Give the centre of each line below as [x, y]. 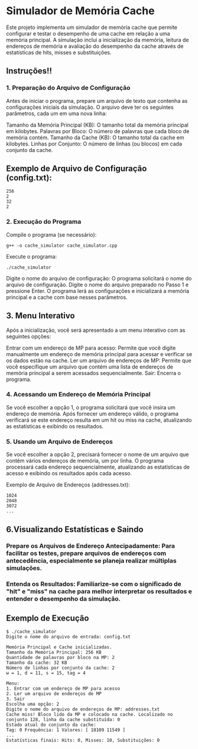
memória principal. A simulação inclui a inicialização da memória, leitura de [98, 40]
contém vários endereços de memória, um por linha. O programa [85, 461]
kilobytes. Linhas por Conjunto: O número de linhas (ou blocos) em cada [94, 144]
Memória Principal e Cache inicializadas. [59, 647]
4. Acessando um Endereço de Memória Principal [78, 395]
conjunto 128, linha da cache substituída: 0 [63, 720]
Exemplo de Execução [48, 618]
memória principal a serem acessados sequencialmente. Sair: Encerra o [94, 373]
